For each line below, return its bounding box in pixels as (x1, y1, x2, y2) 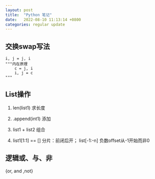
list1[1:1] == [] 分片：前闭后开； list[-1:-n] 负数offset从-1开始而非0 (12, 137, 150, 144)
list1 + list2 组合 (12, 126, 46, 132)
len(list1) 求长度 (12, 105, 46, 111)
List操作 (5, 90, 31, 99)
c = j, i (14, 66, 33, 71)
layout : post (5, 7, 33, 13)
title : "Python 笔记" (5, 12, 52, 17)
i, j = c (14, 70, 33, 76)
